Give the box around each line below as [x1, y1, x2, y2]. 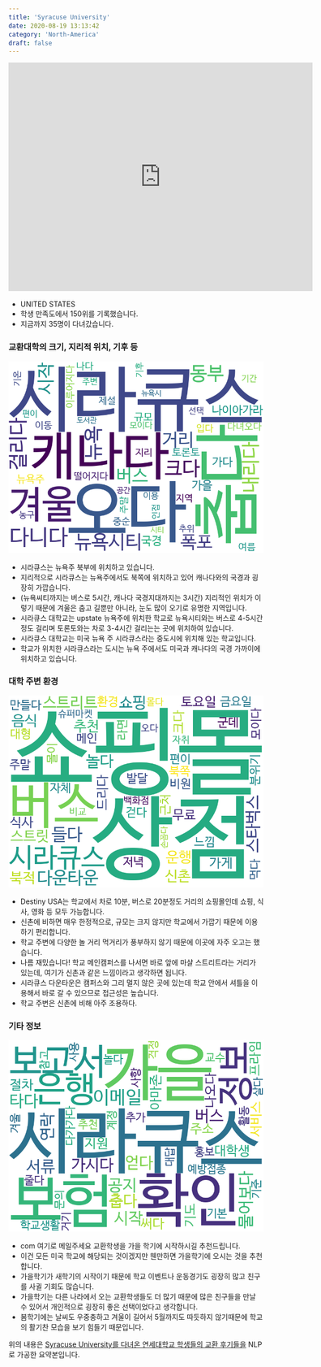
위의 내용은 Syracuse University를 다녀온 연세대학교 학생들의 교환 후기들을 [8, 1339, 247, 1349]
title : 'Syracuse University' [8, 13, 111, 21]
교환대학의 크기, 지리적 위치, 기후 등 [8, 341, 139, 353]
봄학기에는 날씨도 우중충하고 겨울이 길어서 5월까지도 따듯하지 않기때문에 [19, 1313, 248, 1322]
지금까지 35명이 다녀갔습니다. [19, 319, 114, 329]
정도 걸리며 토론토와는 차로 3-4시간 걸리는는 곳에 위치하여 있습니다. [19, 623, 234, 633]
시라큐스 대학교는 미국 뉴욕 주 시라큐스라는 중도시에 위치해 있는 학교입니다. [19, 633, 257, 643]
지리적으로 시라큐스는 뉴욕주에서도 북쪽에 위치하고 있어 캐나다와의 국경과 [19, 572, 250, 582]
